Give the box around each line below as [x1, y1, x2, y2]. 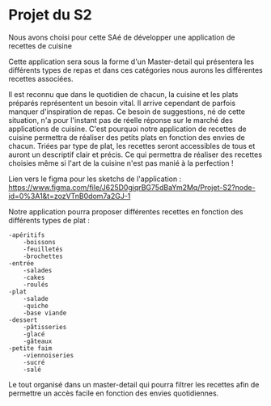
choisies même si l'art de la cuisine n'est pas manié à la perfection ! [8, 158, 234, 167]
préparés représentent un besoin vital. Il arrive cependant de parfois [8, 98, 236, 108]
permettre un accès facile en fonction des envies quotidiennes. [8, 388, 219, 398]
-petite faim [8, 344, 53, 353]
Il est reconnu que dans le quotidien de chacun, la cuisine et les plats [8, 89, 239, 99]
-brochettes [23, 252, 63, 260]
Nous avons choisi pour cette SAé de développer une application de [8, 32, 235, 42]
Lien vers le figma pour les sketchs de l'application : [8, 174, 182, 184]
